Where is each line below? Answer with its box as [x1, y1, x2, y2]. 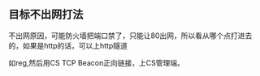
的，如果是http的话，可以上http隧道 [8, 40, 128, 50]
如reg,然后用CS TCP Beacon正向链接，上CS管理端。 [8, 57, 184, 67]
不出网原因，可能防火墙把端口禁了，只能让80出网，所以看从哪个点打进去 [8, 31, 253, 40]
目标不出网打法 [8, 7, 84, 22]
